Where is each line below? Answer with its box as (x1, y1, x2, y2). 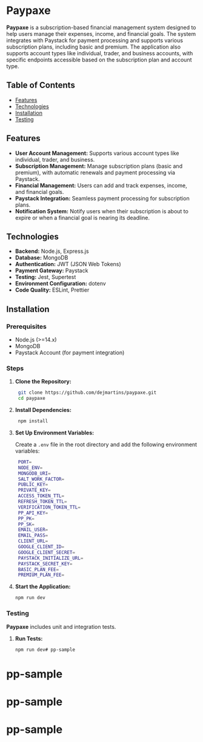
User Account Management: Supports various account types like (15, 149, 180, 157)
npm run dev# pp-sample (15, 647, 76, 653)
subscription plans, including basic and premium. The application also (6, 43, 181, 50)
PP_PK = (18, 515, 35, 521)
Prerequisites (6, 322, 47, 331)
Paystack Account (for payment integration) (15, 349, 125, 356)
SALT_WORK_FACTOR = (18, 476, 65, 482)
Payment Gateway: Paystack (15, 267, 88, 274)
